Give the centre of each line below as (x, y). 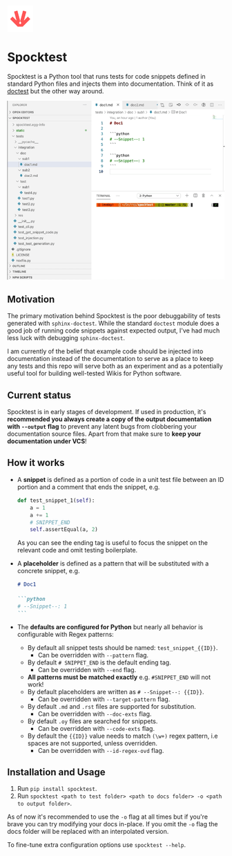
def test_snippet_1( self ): (56, 500)
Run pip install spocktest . (57, 789)
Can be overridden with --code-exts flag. (96, 728)
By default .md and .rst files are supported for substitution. (112, 706)
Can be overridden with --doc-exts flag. (95, 714)
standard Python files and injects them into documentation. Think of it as (110, 84)
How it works (36, 463)
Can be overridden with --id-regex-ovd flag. (101, 750)
